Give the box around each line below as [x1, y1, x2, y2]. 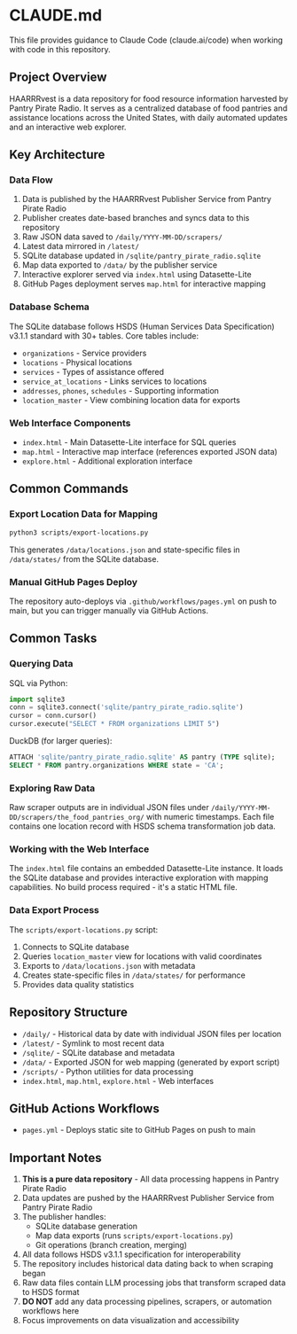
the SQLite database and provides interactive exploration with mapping [9, 872, 269, 883]
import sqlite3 [9, 695, 66, 704]
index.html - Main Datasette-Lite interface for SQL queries [21, 437, 237, 448]
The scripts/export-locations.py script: [9, 924, 159, 935]
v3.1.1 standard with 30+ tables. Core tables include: [9, 330, 199, 341]
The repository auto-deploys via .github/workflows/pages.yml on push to [9, 596, 277, 606]
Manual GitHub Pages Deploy [9, 575, 138, 588]
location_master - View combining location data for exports [21, 394, 241, 405]
